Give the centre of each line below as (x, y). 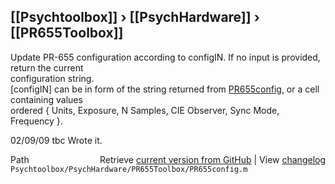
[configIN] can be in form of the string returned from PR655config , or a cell (165, 89)
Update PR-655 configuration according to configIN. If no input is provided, (165, 57)
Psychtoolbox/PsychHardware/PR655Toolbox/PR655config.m (129, 169)
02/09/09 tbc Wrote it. (56, 140)
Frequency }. (36, 121)
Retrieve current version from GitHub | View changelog (212, 159)
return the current (47, 67)
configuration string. (52, 78)
